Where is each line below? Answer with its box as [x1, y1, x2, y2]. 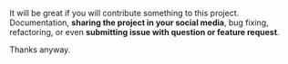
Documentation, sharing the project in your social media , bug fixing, [9, 17, 269, 28]
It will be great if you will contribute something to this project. [9, 8, 240, 18]
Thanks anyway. [9, 44, 71, 55]
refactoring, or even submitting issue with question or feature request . [9, 27, 280, 37]
